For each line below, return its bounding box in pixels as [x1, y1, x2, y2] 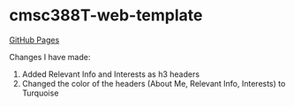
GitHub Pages [9, 34, 60, 45]
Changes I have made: [9, 51, 91, 62]
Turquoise [21, 88, 59, 98]
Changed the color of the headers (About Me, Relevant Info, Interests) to [21, 78, 286, 88]
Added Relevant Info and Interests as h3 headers [21, 68, 200, 80]
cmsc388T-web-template [9, 5, 203, 26]
